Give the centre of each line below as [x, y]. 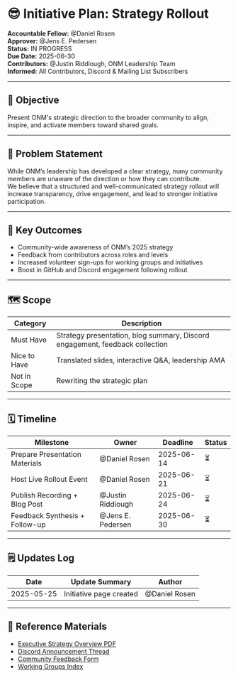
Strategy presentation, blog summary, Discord [133, 335]
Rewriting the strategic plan [102, 381]
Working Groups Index [50, 666]
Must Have [29, 340]
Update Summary [101, 581]
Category [30, 323]
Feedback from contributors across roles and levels [93, 255]
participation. [27, 201]
